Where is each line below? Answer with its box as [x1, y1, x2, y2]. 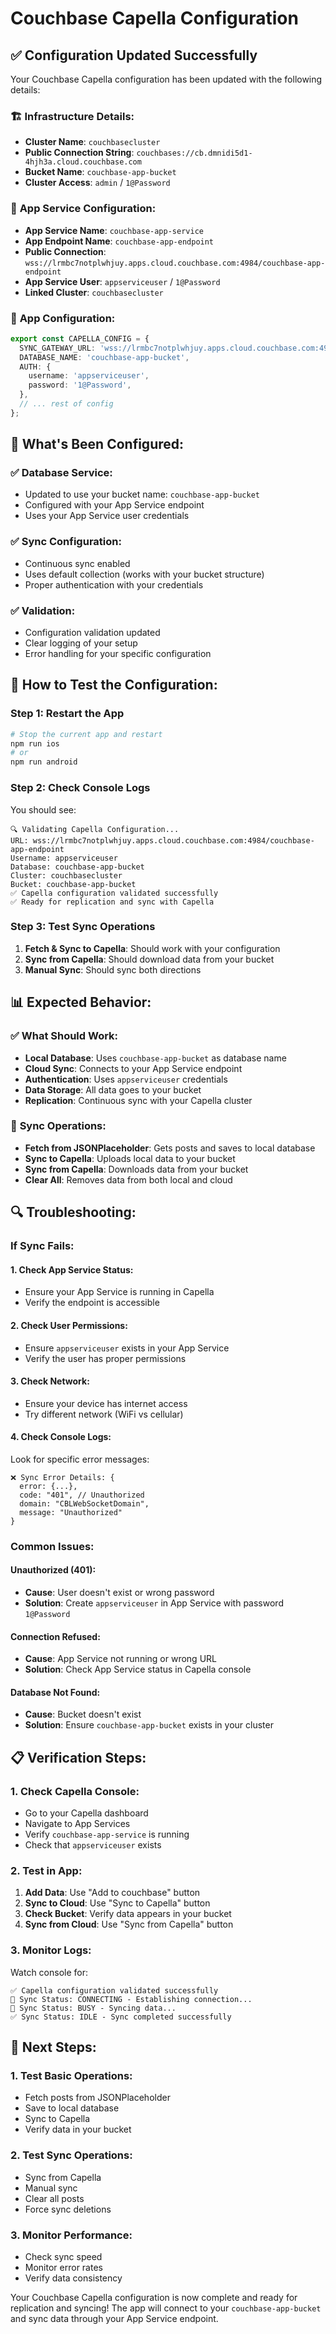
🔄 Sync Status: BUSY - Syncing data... [10, 2003, 177, 2013]
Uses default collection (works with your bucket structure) [24, 568, 265, 580]
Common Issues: [10, 1539, 95, 1553]
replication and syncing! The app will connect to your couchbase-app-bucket [10, 2302, 322, 2314]
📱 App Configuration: [10, 311, 116, 325]
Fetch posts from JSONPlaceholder [24, 2092, 171, 2104]
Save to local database [24, 2102, 120, 2114]
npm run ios [10, 738, 60, 749]
